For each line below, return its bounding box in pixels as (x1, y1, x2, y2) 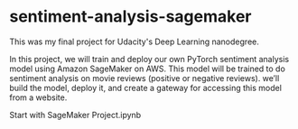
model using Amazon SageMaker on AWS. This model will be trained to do (9, 63, 286, 74)
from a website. (9, 92, 68, 103)
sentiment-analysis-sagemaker (9, 6, 252, 27)
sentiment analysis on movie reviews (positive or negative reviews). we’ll (9, 72, 280, 83)
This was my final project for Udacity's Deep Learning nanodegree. (9, 36, 259, 47)
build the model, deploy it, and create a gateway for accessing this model (9, 82, 283, 93)
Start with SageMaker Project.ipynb (9, 109, 142, 120)
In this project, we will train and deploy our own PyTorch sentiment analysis (9, 53, 290, 64)
